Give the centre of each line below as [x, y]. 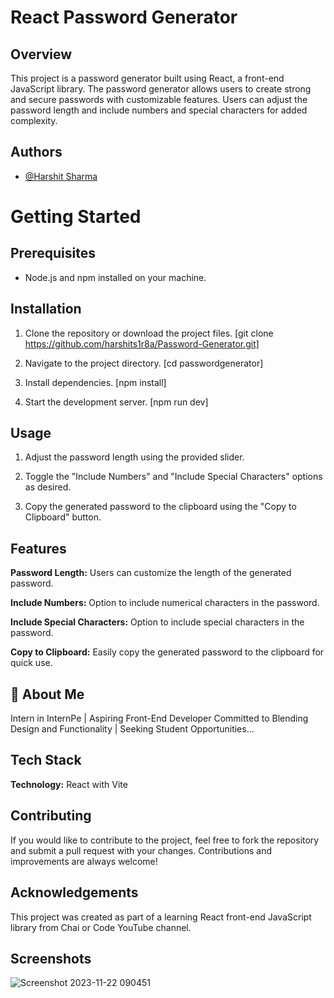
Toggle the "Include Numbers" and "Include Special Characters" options [173, 477]
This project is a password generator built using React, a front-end [147, 78]
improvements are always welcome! [84, 861]
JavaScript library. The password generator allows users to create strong [161, 89]
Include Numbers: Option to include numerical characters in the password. [165, 603]
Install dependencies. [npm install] [95, 382]
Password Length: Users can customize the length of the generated [151, 573]
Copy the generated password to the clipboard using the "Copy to [160, 507]
